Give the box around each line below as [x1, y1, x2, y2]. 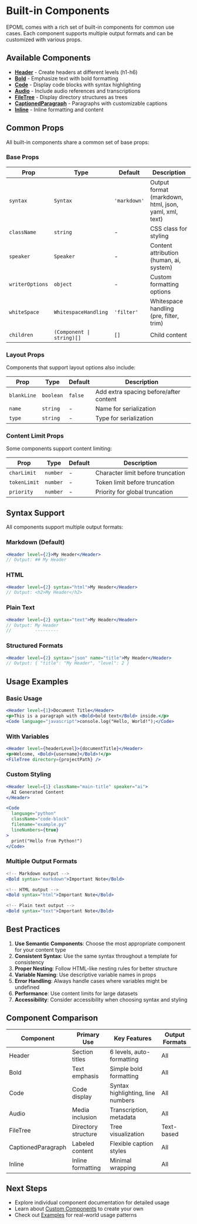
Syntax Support [6, 508, 65, 518]
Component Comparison [6, 1013, 98, 1023]
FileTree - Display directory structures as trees [14, 93, 128, 100]
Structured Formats [6, 641, 63, 650]
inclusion [72, 1113, 97, 1121]
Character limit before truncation [95, 469, 186, 477]
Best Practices [6, 924, 60, 934]
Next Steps [6, 1184, 47, 1193]
